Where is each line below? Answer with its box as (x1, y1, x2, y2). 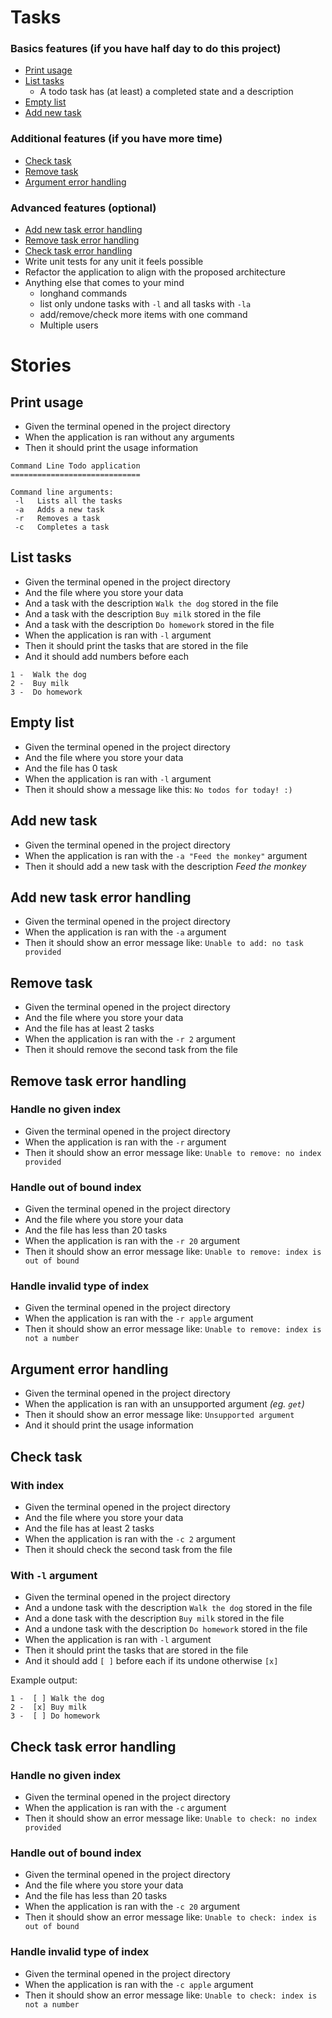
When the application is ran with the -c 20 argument (24, 1901, 240, 1913)
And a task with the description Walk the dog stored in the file (24, 597, 279, 609)
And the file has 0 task (24, 762, 118, 774)
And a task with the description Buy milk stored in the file (24, 607, 262, 620)
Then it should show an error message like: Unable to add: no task (24, 937, 304, 949)
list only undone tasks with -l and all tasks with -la (39, 298, 252, 310)
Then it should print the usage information (24, 442, 199, 454)
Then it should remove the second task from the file (24, 1044, 239, 1056)
